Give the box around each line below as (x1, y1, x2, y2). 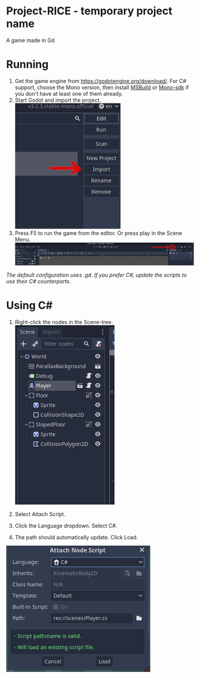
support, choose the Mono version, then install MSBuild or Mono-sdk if (14, 84, 189, 91)
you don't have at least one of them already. (14, 90, 123, 97)
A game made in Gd (6, 36, 55, 44)
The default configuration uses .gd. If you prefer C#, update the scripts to (6, 271, 187, 279)
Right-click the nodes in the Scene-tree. (14, 318, 113, 325)
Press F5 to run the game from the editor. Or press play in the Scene (14, 229, 183, 237)
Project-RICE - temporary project (6, 4, 173, 18)
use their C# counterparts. (6, 277, 71, 285)
